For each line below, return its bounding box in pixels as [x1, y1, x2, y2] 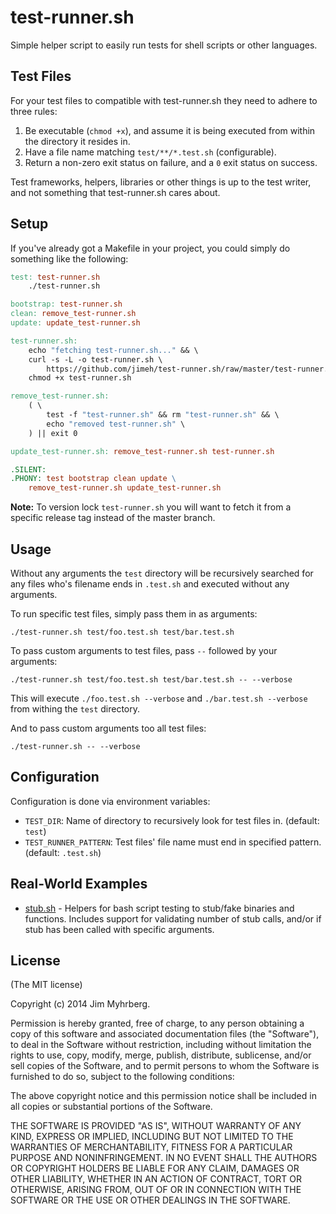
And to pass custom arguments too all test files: [10, 722, 207, 734]
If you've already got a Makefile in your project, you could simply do [10, 242, 291, 254]
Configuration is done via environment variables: [10, 795, 211, 807]
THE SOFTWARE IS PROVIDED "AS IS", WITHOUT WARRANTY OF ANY [10, 1120, 302, 1132]
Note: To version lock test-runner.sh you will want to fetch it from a [10, 501, 292, 513]
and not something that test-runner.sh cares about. [10, 186, 221, 198]
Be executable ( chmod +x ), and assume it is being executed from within [24, 124, 316, 136]
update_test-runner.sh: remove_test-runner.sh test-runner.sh [10, 446, 275, 456]
